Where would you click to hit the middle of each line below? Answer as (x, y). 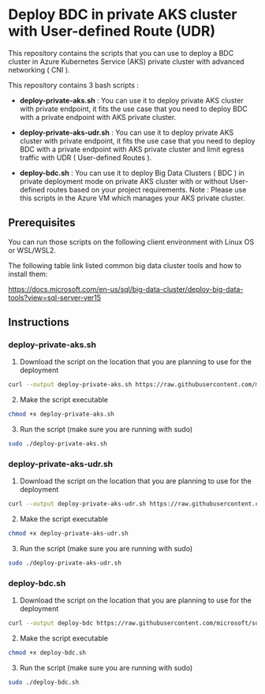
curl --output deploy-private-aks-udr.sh (77, 504)
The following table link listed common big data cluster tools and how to (125, 265)
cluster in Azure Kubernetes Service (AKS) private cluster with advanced (126, 62)
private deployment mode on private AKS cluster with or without (124, 181)
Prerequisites (42, 223)
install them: (28, 274)
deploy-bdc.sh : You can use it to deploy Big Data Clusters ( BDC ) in (132, 173)
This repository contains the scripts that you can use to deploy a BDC (121, 53)
